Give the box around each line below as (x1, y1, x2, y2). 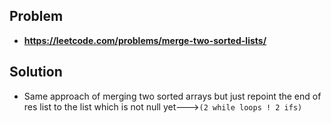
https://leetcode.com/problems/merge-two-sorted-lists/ (23, 34, 267, 46)
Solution (9, 64, 63, 81)
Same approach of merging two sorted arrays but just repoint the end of (23, 90, 322, 102)
